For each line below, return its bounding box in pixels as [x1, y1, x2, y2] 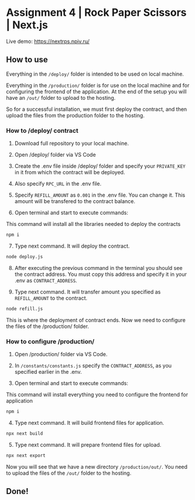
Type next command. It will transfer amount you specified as [14, 288, 161, 295]
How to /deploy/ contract [6, 126, 78, 134]
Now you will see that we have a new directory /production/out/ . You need [6, 463, 188, 470]
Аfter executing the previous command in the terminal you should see [14, 264, 183, 271]
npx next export [6, 452, 46, 458]
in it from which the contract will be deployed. [14, 169, 125, 176]
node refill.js [6, 306, 43, 312]
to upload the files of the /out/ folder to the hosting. [6, 469, 132, 477]
